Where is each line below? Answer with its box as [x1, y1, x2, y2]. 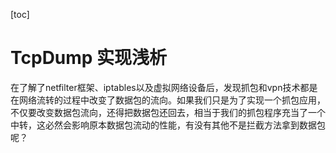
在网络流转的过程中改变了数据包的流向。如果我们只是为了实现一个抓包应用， [10, 94, 326, 106]
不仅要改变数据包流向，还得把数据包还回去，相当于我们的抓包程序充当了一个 [10, 106, 326, 118]
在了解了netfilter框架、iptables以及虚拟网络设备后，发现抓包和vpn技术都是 [10, 81, 318, 93]
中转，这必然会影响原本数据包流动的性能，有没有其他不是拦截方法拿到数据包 [10, 119, 326, 131]
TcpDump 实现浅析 [10, 47, 168, 69]
